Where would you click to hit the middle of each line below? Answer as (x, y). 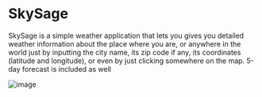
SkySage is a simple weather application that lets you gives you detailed (126, 35)
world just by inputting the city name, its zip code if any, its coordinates (125, 52)
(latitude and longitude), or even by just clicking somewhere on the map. (127, 61)
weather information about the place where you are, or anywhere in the (125, 43)
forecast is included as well (67, 69)
